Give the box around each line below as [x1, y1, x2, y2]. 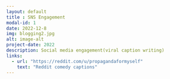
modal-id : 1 [6, 20, 36, 26]
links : [6, 53, 23, 59]
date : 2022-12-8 [6, 25, 47, 31]
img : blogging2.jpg [6, 31, 55, 37]
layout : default [6, 8, 47, 15]
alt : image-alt [6, 36, 44, 42]
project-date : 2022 [6, 42, 55, 48]
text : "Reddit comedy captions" [17, 64, 98, 70]
